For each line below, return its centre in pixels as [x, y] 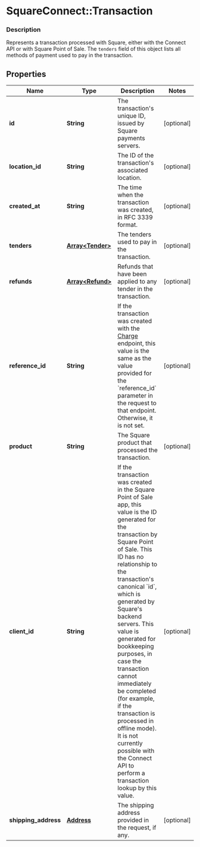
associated [132, 170]
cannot [127, 676]
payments [131, 138]
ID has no [130, 557]
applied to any [137, 282]
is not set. [131, 426]
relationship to [137, 564]
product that [134, 443]
